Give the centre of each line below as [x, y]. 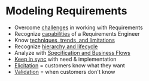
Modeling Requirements [66, 11]
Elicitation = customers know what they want [69, 65]
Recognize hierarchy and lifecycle [56, 46]
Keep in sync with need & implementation [65, 59]
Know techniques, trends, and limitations [64, 40]
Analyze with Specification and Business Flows [72, 52]
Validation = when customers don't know [65, 71]
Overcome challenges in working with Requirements [78, 27]
